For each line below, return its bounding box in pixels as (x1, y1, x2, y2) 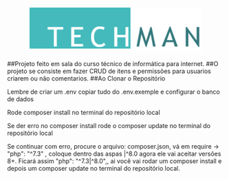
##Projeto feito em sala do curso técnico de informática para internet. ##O (7, 60, 219, 68)
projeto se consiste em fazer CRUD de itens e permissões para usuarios (7, 67, 211, 76)
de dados (7, 95, 34, 103)
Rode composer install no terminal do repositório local (7, 108, 160, 117)
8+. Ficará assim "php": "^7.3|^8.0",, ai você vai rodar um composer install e (7, 157, 222, 165)
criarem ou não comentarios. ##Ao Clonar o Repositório (7, 74, 166, 83)
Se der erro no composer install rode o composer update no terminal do (7, 122, 211, 130)
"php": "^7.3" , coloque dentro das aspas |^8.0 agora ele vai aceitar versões (7, 149, 221, 158)
